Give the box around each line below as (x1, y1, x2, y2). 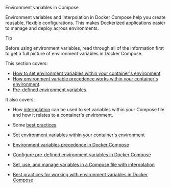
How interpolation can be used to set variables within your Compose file (12, 107, 165, 112)
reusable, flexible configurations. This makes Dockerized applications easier (5, 20, 166, 26)
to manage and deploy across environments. (5, 25, 99, 31)
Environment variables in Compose (5, 5, 79, 10)
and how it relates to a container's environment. (12, 112, 113, 118)
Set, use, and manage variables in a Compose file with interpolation (12, 161, 155, 168)
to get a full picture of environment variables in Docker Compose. (5, 51, 143, 56)
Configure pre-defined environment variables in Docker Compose (12, 152, 152, 158)
